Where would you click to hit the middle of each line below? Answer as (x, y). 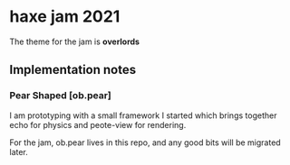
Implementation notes (73, 70)
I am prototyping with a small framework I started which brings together (143, 115)
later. (19, 151)
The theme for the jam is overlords (75, 41)
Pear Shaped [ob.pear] (60, 96)
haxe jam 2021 (65, 17)
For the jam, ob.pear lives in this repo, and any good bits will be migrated (145, 142)
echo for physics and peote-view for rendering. (98, 124)
